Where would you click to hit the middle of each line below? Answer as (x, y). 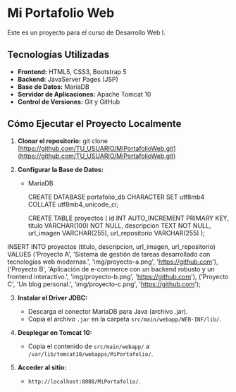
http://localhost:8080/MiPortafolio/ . (84, 381)
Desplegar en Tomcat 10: (55, 332)
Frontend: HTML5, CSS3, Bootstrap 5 (72, 71)
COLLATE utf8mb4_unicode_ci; (73, 204)
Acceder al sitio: (42, 367)
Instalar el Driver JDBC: (52, 298)
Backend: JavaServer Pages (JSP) (68, 79)
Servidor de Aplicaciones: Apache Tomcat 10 (84, 94)
